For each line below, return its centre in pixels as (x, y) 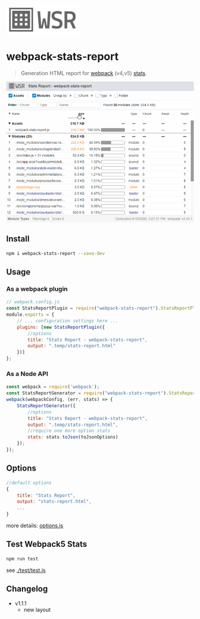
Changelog (27, 589)
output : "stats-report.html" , (54, 502)
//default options (29, 483)
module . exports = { (30, 315)
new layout (37, 609)
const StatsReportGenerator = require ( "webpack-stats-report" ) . (87, 393)
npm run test (22, 559)
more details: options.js (35, 525)
